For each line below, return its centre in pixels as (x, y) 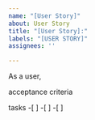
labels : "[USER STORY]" (48, 39)
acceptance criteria (41, 92)
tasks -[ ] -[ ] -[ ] (36, 108)
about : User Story (39, 24)
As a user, (25, 76)
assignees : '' (32, 46)
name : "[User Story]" (45, 16)
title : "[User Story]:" (48, 31)
